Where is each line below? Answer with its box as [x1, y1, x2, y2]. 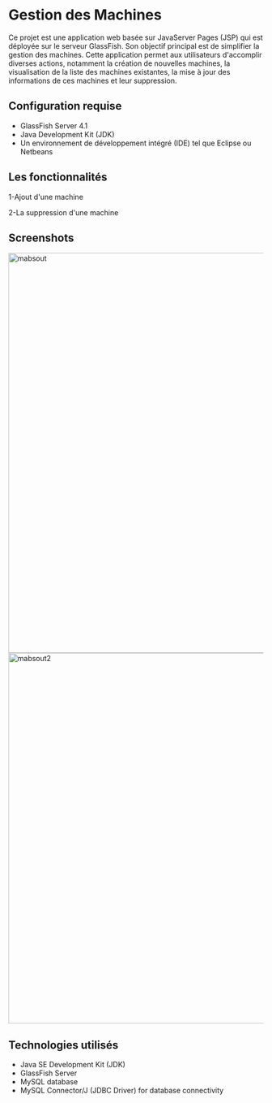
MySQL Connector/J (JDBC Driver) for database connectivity [19, 1086, 224, 1096]
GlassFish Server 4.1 [19, 120, 88, 131]
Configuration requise [8, 99, 122, 113]
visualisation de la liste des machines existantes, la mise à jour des [8, 67, 231, 76]
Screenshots [8, 231, 74, 244]
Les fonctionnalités [8, 171, 108, 184]
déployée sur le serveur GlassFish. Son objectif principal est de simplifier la [8, 41, 260, 50]
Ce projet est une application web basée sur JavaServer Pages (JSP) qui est [8, 32, 263, 42]
